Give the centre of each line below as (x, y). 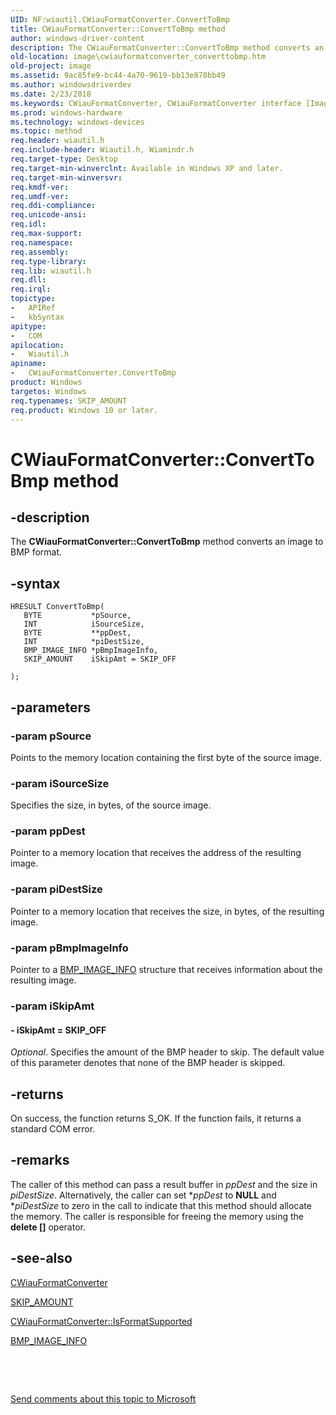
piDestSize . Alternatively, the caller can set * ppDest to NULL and (143, 1195)
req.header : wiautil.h (57, 141)
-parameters (50, 707)
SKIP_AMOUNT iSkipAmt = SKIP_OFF (100, 659)
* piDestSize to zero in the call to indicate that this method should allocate (161, 1205)
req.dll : (28, 280)
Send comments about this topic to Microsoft (103, 1398)
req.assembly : (40, 252)
